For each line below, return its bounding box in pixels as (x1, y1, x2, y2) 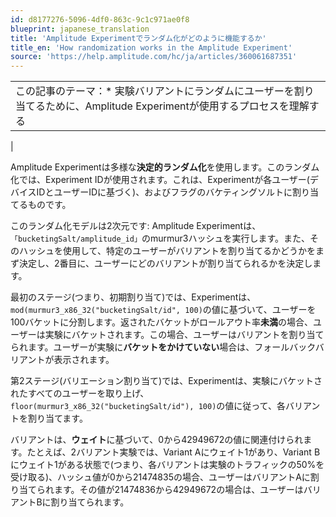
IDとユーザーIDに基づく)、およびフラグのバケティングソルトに (36, 186, 293, 198)
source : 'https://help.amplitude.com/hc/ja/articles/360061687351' (10, 52, 298, 62)
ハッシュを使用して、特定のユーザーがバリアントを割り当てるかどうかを (18, 245, 317, 257)
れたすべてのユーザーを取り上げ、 (10, 387, 150, 400)
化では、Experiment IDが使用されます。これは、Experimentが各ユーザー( (10, 174, 310, 186)
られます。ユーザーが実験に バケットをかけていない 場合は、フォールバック (10, 341, 316, 353)
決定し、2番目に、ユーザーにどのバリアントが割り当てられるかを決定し (18, 257, 313, 270)
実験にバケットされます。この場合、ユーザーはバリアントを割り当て (44, 329, 325, 341)
